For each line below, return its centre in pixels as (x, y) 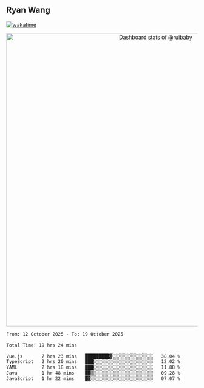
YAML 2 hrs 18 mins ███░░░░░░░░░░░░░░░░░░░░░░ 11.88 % (93, 367)
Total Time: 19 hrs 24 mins (42, 345)
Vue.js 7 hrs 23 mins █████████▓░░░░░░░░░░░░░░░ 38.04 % (93, 356)
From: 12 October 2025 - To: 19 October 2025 (65, 334)
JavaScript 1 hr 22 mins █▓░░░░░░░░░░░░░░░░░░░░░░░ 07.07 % (93, 379)
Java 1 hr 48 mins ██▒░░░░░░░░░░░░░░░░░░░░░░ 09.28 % (93, 373)
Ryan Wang (28, 10)
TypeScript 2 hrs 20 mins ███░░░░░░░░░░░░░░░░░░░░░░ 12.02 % (93, 362)
